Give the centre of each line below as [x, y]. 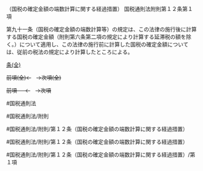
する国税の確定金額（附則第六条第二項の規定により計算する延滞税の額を [96, 37]
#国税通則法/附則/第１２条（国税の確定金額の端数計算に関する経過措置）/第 [101, 155]
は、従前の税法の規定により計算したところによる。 [70, 52]
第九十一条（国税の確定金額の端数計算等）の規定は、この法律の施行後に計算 [101, 29]
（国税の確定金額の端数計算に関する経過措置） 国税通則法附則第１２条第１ [100, 9]
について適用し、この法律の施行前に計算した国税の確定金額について [104, 44]
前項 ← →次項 [29, 90]
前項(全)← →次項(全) [34, 78]
